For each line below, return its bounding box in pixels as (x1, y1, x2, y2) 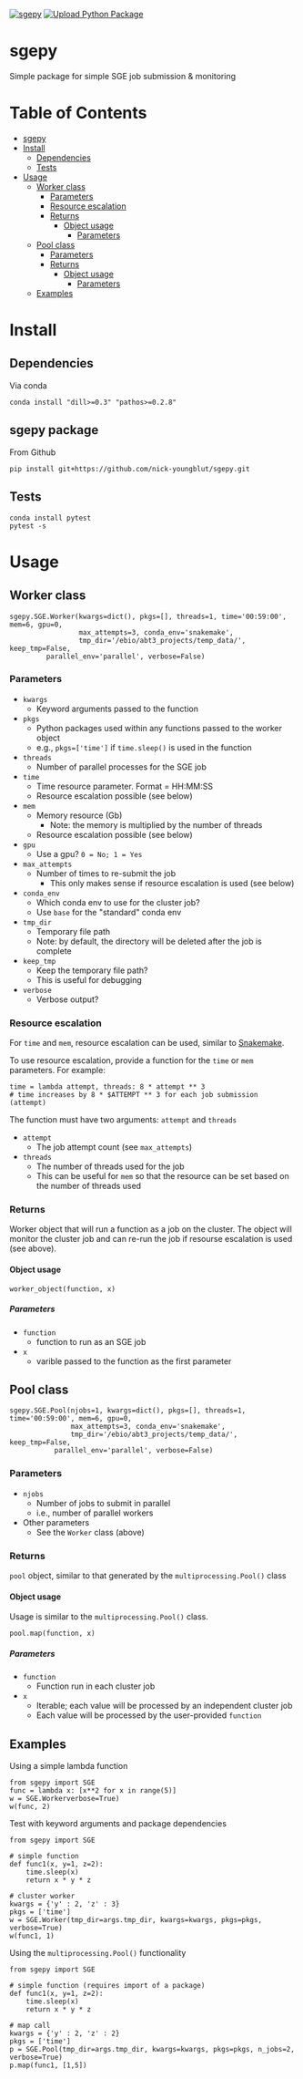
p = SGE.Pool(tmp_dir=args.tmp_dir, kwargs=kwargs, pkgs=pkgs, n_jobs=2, (9, 2044, 296, 2053)
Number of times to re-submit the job (35, 867, 177, 879)
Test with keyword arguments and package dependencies (9, 1817, 227, 1828)
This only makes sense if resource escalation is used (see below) (49, 877, 295, 888)
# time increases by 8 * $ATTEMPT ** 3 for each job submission (9, 1091, 258, 1100)
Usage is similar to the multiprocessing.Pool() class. (9, 1611, 209, 1622)
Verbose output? (35, 994, 99, 1005)
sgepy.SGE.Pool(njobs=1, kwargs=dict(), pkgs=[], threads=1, (9, 1406, 247, 1415)
